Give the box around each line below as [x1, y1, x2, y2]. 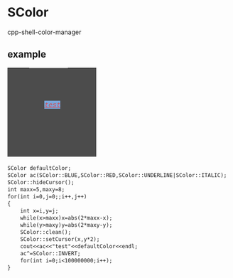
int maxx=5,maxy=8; [7, 186, 65, 193]
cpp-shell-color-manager [7, 28, 82, 36]
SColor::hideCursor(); [7, 178, 75, 186]
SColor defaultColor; [7, 164, 72, 171]
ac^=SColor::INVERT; [20, 250, 81, 257]
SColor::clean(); [20, 228, 72, 235]
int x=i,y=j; [20, 207, 59, 214]
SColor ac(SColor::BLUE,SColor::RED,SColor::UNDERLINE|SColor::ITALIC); [7, 171, 227, 178]
